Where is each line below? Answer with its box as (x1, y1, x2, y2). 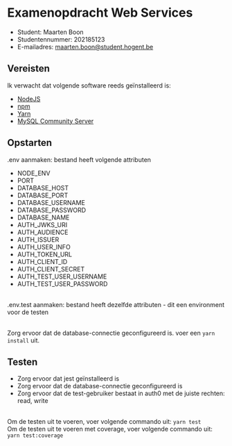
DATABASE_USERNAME (17, 198, 85, 206)
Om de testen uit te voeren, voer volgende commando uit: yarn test (7, 418, 202, 426)
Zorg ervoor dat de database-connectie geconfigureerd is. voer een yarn (7, 329, 215, 337)
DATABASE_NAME (17, 213, 70, 222)
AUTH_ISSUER (17, 235, 60, 244)
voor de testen (7, 308, 49, 316)
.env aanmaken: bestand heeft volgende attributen (7, 155, 151, 164)
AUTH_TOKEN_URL (17, 250, 73, 258)
